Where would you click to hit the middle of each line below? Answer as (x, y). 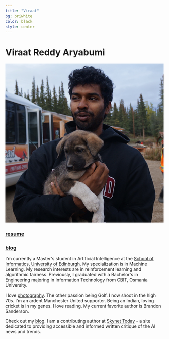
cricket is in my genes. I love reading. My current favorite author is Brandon (83, 306)
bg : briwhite (19, 16)
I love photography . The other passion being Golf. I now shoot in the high (81, 295)
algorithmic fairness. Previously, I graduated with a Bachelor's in (72, 275)
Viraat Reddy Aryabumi (55, 52)
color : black (19, 21)
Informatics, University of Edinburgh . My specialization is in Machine (76, 264)
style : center (20, 27)
